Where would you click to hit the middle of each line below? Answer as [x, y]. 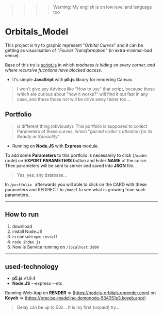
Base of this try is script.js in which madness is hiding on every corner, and [80, 65]
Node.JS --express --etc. [38, 283]
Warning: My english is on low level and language [103, 7]
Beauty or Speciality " [38, 136]
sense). [13, 55]
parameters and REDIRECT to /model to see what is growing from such [75, 189]
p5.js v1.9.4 [24, 278]
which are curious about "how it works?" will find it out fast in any [82, 94]
